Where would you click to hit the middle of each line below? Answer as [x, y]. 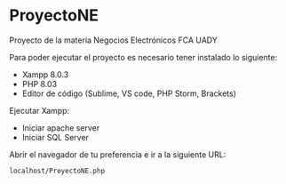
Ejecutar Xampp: [40, 110]
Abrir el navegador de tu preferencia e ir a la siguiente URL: [118, 154]
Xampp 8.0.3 [45, 74]
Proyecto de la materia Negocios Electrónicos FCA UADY [113, 40]
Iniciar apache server [61, 128]
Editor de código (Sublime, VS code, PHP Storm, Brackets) [129, 93]
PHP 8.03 [40, 84]
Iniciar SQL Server [55, 137]
